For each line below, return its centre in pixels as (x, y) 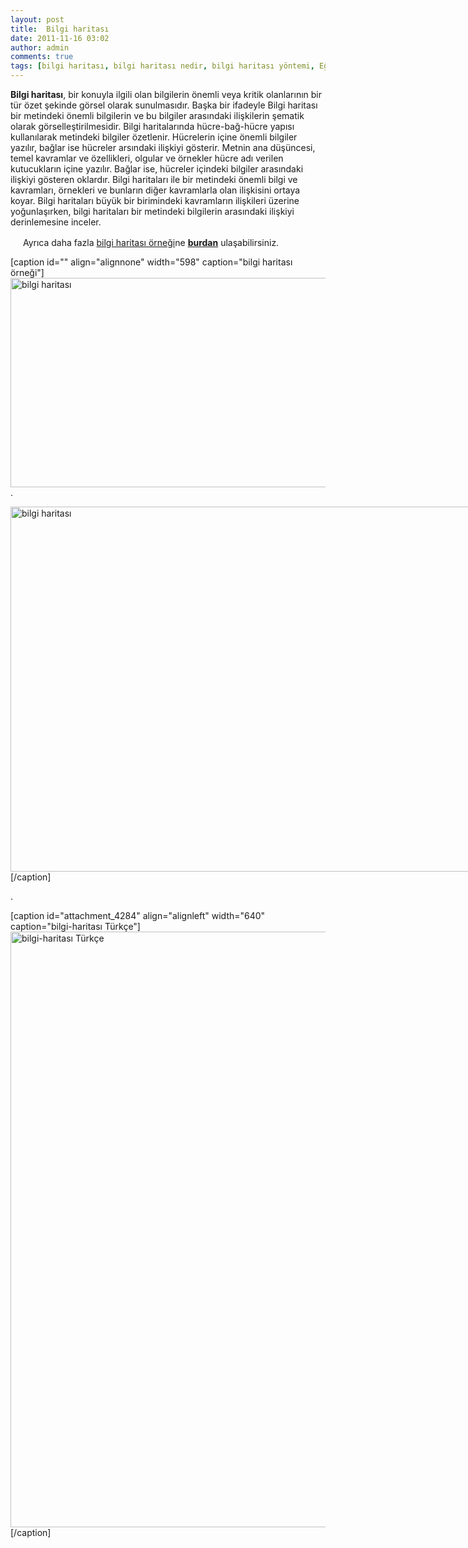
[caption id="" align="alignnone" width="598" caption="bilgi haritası (151, 262)
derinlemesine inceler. (56, 222)
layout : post (37, 19)
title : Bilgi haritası (60, 29)
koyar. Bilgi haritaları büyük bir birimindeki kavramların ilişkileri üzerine (155, 200)
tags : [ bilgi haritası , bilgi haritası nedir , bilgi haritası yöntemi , (162, 66)
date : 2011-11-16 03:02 (60, 38)
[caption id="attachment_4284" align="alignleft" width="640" (138, 915)
